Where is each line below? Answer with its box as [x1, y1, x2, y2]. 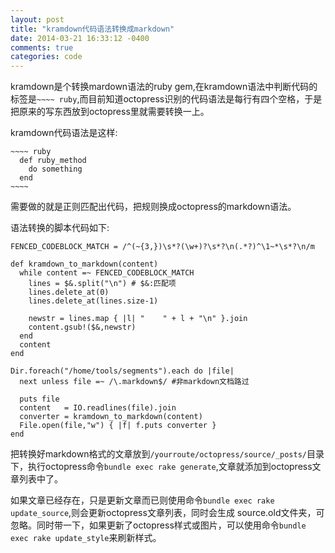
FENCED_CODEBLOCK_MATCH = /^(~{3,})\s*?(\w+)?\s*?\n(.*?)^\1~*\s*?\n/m [10, 242, 315, 252]
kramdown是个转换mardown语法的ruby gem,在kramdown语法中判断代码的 [10, 81, 318, 93]
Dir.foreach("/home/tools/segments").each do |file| [10, 366, 235, 376]
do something [28, 164, 83, 175]
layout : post [10, 14, 65, 25]
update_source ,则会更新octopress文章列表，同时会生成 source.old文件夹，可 [10, 507, 325, 519]
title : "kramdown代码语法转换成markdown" [10, 24, 175, 34]
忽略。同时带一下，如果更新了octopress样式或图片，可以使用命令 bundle [10, 519, 307, 531]
